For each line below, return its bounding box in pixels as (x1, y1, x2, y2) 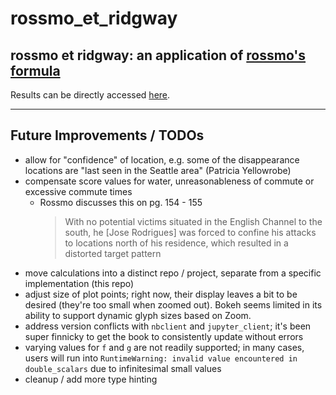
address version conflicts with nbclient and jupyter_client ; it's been (24, 320, 312, 332)
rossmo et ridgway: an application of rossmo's (10, 47, 307, 64)
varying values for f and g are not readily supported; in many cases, (24, 341, 305, 353)
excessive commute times (24, 185, 133, 197)
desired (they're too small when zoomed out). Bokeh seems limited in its (24, 298, 323, 311)
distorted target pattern (64, 247, 162, 259)
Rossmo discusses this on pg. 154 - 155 (39, 196, 203, 208)
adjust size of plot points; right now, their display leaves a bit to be (24, 288, 298, 300)
